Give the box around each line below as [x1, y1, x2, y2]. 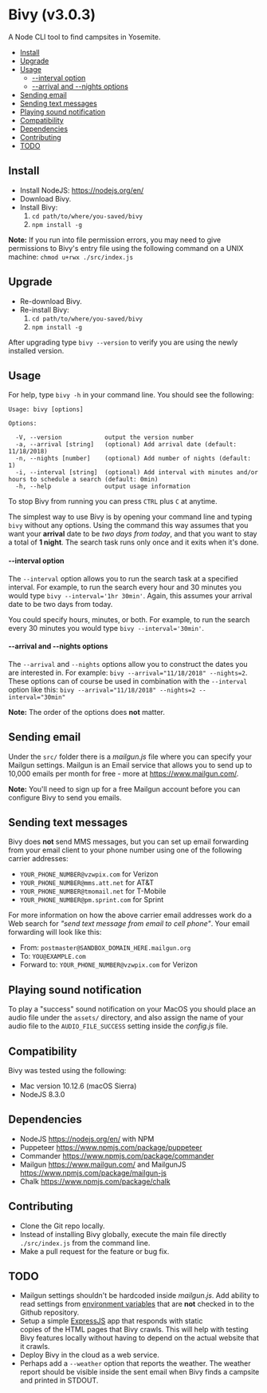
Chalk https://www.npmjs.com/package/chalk [19, 1176, 171, 1186]
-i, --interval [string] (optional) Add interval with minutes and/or [15, 469, 259, 477]
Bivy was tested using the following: [8, 1066, 127, 1076]
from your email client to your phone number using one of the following [8, 845, 242, 855]
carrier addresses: [8, 854, 69, 864]
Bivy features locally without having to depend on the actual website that [19, 1333, 259, 1343]
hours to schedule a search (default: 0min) [8, 476, 159, 484]
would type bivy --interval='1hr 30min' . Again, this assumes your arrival [8, 590, 253, 601]
